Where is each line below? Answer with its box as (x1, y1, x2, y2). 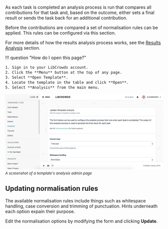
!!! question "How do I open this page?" (5, 55, 86, 61)
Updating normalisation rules (5, 184, 98, 193)
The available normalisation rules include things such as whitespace (5, 197, 146, 203)
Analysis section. (5, 45, 41, 51)
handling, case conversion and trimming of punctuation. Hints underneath (5, 203, 158, 209)
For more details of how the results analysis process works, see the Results (5, 40, 161, 46)
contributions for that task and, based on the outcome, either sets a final (5, 10, 154, 16)
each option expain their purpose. (5, 208, 75, 214)
